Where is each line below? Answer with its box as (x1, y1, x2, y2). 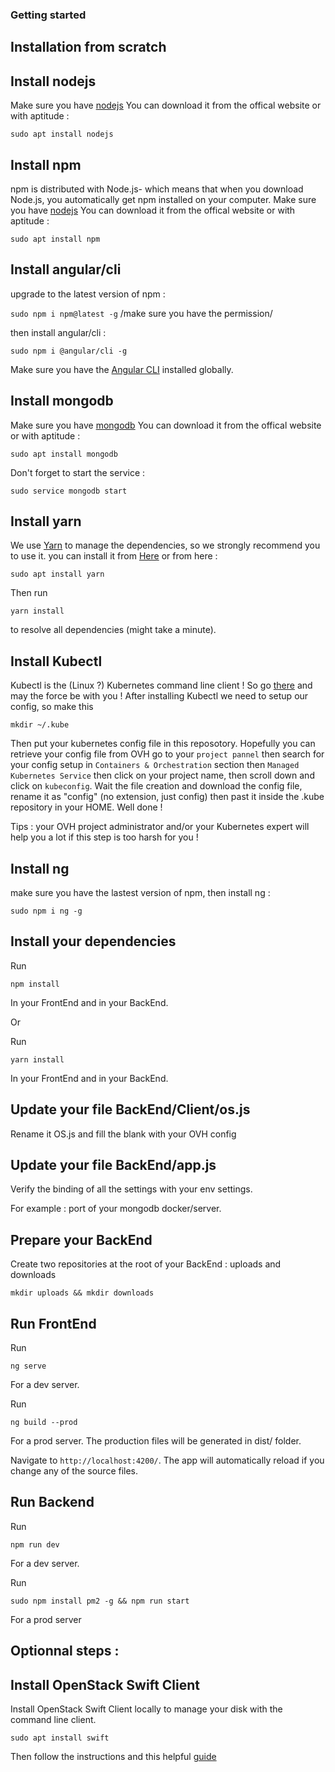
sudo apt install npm (10, 234, 101, 244)
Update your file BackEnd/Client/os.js (10, 1101, 251, 1118)
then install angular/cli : (10, 326, 107, 338)
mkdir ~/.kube (10, 720, 70, 730)
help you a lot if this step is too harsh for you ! (10, 831, 199, 843)
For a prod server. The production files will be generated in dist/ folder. (10, 1435, 302, 1447)
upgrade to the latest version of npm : (10, 288, 166, 300)
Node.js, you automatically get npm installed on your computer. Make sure (10, 193, 317, 205)
